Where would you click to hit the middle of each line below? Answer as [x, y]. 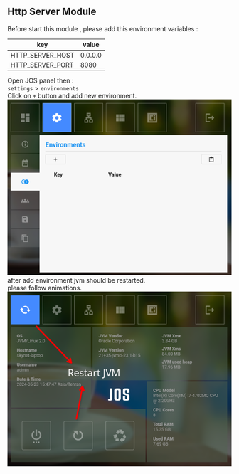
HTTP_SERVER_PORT [42, 65]
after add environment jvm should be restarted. [76, 280]
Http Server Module [52, 12]
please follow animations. [44, 288]
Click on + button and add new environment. [72, 96]
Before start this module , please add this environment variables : [103, 28]
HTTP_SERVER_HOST [42, 55]
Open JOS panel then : [41, 80]
